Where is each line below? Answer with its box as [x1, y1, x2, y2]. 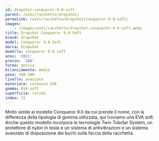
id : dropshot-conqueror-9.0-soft [5, 7, 75, 12]
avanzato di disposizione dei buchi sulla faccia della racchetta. [5, 130, 134, 136]
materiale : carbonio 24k [5, 81, 57, 86]
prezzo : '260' [5, 58, 35, 63]
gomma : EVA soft [5, 86, 39, 91]
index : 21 [5, 95, 26, 100]
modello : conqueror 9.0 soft [5, 49, 66, 54]
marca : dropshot [5, 44, 39, 49]
